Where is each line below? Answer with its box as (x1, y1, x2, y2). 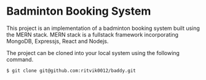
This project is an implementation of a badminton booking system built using (6, 24, 200, 32)
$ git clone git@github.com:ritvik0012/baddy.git (6, 67, 137, 74)
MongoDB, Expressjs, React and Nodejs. (6, 37, 109, 45)
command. (6, 56, 34, 63)
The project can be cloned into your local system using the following (6, 49, 180, 56)
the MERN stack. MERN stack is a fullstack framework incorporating (6, 31, 179, 38)
